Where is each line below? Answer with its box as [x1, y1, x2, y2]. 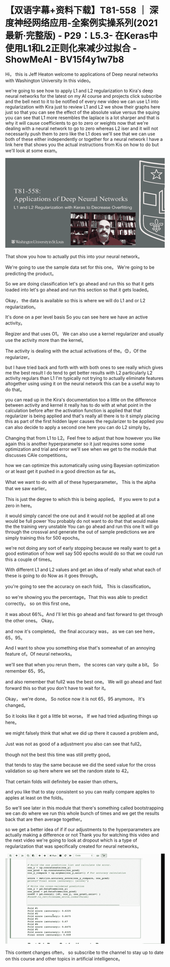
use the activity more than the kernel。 [5, 337, 87, 343]
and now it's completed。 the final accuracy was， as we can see [5, 628, 143, 634]
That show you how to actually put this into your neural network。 [5, 254, 143, 260]
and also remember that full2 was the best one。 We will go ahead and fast [5, 679, 162, 685]
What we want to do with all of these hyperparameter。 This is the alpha [5, 479, 156, 485]
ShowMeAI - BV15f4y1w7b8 [5, 54, 124, 65]
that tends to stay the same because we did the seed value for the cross [5, 762, 156, 768]
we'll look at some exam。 [5, 148, 60, 154]
